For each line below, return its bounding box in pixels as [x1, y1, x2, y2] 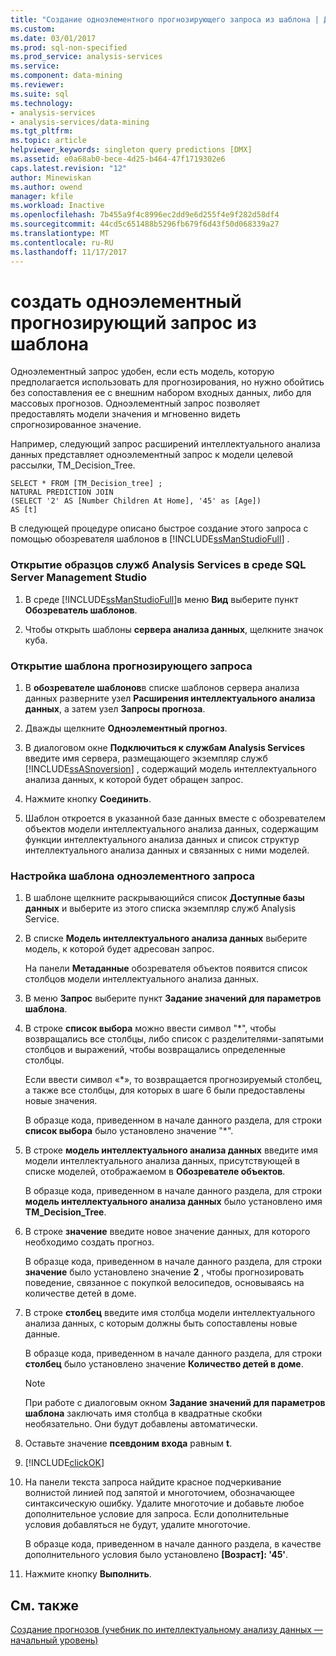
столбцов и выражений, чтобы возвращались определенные [24, 1044, 286, 1056]
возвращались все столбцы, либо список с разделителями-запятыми [24, 1033, 325, 1045]
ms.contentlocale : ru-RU [10, 237, 114, 248]
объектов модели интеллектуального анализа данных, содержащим [24, 823, 319, 835]
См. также [10, 1597, 80, 1614]
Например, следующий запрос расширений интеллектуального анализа [10, 438, 321, 450]
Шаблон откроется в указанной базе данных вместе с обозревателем [24, 812, 327, 825]
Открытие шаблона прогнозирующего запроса [10, 659, 253, 673]
